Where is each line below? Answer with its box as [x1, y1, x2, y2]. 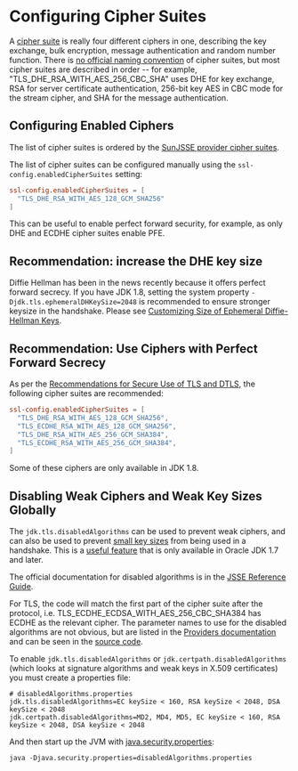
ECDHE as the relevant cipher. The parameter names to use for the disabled [9, 617, 287, 629]
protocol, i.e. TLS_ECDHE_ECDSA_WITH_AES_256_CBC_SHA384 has [9, 608, 262, 619]
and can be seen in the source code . [9, 637, 144, 647]
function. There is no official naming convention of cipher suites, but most [9, 54, 280, 65]
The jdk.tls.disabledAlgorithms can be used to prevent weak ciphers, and [9, 526, 286, 537]
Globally [9, 502, 57, 517]
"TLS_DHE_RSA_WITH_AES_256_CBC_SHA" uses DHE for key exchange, [9, 73, 275, 84]
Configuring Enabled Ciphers [9, 118, 174, 134]
